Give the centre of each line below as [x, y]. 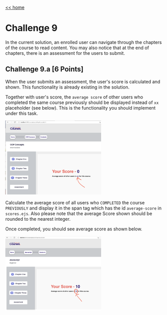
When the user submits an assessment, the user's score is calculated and [83, 81]
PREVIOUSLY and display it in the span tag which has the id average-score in [83, 208]
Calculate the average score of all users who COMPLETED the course [75, 203]
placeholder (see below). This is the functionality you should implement [80, 108]
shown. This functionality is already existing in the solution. [67, 87]
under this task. [22, 113]
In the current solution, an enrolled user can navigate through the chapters [83, 42]
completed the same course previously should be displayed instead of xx [82, 102]
